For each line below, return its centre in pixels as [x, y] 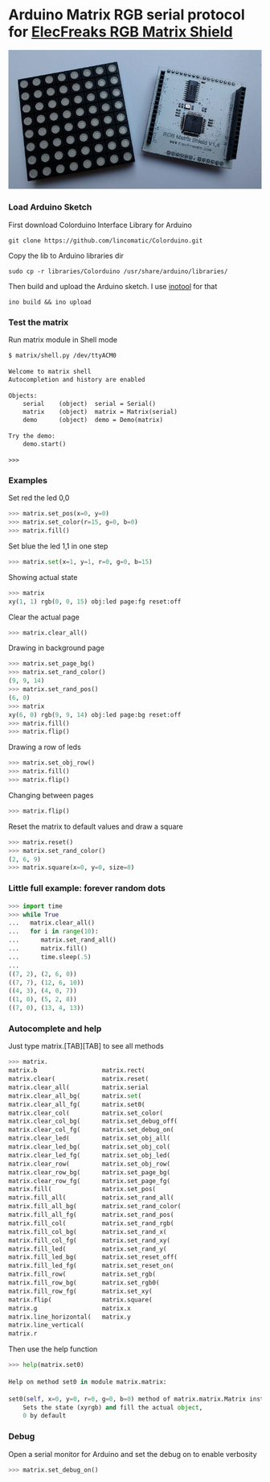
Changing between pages [51, 795]
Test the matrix [39, 322]
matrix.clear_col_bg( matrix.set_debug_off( [93, 1121]
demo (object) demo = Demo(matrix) [93, 420]
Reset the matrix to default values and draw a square [96, 826]
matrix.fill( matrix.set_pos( [82, 1190]
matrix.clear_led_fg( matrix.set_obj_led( [90, 1155]
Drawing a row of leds [45, 747]
